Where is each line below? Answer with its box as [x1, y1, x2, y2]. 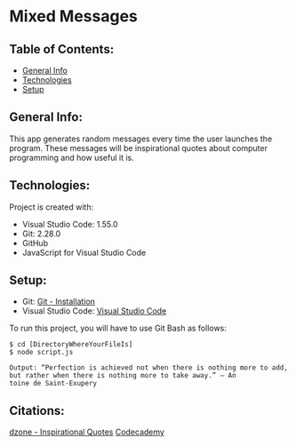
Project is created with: [9, 202, 94, 212]
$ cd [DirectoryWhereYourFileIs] [9, 340, 133, 349]
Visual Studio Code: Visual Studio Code [21, 306, 167, 316]
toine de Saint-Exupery [9, 379, 98, 388]
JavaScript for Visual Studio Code [21, 247, 147, 258]
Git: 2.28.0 [21, 228, 61, 239]
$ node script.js [9, 348, 74, 357]
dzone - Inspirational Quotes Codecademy [9, 426, 164, 437]
